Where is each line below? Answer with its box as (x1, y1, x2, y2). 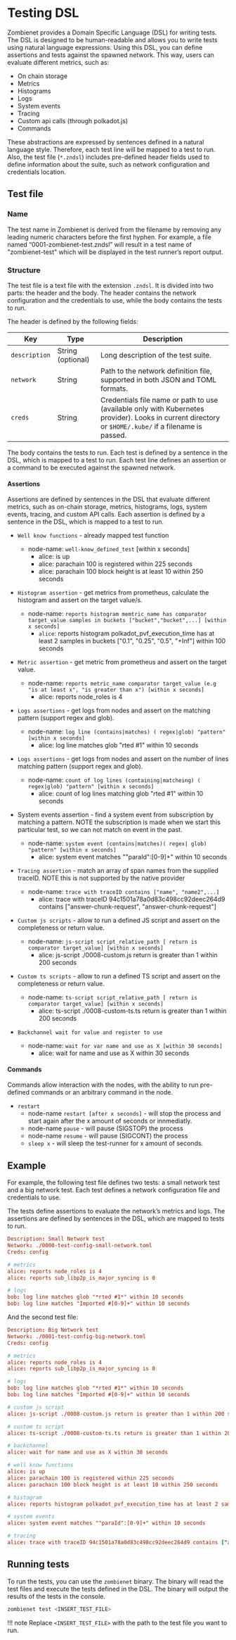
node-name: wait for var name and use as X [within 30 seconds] (27, 1042, 223, 1050)
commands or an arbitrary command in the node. (31, 1088, 173, 1097)
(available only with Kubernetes (100, 403, 205, 413)
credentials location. (7, 168, 67, 176)
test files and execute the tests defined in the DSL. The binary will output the (7, 1584, 229, 1593)
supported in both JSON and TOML (100, 374, 217, 384)
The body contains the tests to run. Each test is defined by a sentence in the (7, 448, 228, 457)
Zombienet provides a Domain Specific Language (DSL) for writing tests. (7, 28, 218, 37)
